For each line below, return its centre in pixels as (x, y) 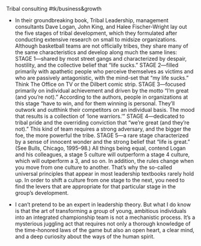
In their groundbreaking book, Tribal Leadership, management (92, 20)
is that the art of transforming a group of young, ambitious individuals (101, 211)
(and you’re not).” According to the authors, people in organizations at (101, 97)
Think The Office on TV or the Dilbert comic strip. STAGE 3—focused (100, 84)
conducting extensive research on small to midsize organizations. (96, 39)
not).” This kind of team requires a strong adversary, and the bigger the (103, 129)
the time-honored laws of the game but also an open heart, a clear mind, (105, 230)
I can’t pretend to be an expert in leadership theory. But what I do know (103, 204)
